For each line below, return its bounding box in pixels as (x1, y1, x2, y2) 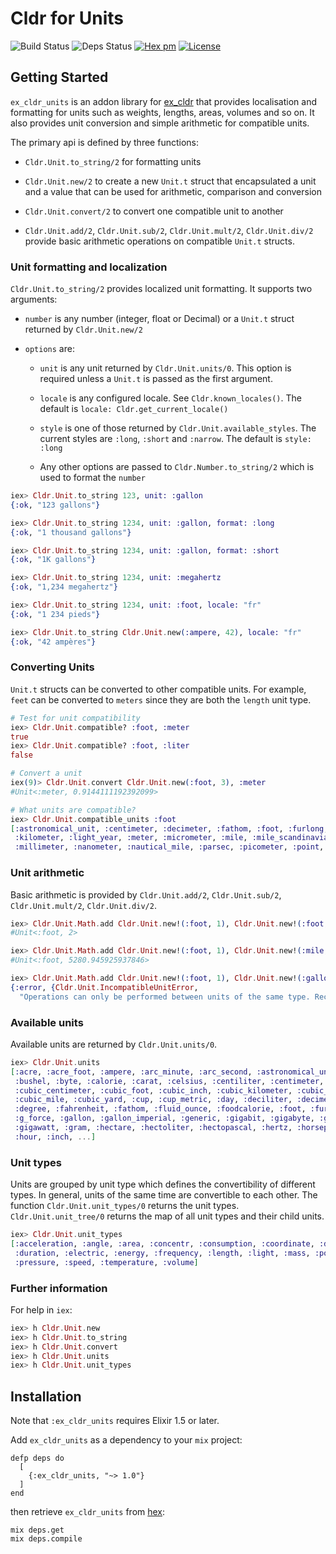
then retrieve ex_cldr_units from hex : (10, 1506, 166, 1518)
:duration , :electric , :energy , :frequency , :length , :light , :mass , (14, 1248, 311, 1258)
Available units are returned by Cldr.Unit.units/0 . (10, 1038, 218, 1050)
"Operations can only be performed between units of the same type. (19, 992, 311, 1002)
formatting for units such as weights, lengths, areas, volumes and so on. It (10, 106, 315, 118)
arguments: (10, 293, 58, 306)
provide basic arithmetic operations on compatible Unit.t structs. (24, 235, 295, 247)
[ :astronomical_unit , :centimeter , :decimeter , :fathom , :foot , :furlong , (10, 823, 329, 834)
